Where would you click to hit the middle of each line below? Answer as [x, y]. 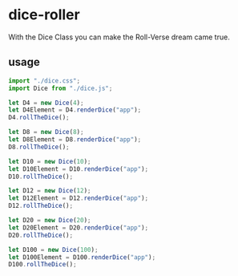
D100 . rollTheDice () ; [43, 265]
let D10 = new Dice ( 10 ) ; [50, 161]
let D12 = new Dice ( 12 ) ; [50, 191]
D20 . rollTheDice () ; [41, 235]
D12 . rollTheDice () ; [41, 206]
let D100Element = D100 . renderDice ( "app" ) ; [82, 257]
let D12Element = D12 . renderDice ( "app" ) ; [79, 198]
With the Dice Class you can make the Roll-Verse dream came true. [119, 37]
